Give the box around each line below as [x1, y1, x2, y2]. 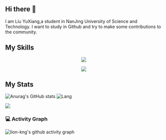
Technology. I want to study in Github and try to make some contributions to [5, 23, 161, 29]
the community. [5, 28, 37, 35]
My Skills [5, 43, 34, 52]
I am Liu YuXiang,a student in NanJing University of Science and [5, 18, 138, 24]
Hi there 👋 [5, 5, 36, 13]
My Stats [5, 80, 34, 89]
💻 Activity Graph [5, 115, 48, 122]
